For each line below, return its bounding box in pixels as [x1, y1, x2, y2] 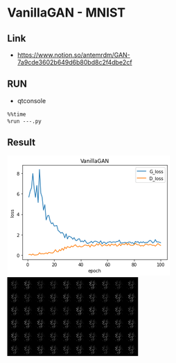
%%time [7, 111, 26, 118]
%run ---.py [7, 118, 42, 125]
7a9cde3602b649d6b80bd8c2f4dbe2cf [17, 58, 133, 67]
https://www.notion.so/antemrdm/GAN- [17, 51, 130, 59]
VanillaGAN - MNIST [7, 5, 126, 21]
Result [7, 136, 36, 148]
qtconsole [17, 96, 46, 105]
